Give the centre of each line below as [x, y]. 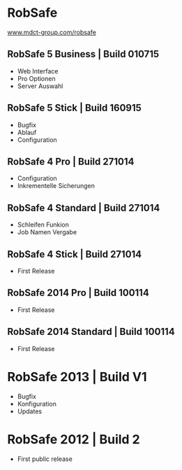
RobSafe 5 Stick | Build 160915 [74, 108]
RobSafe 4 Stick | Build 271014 [75, 254]
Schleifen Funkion [43, 225]
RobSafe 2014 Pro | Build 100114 [78, 293]
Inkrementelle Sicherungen [56, 186]
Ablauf [27, 132]
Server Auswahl [40, 86]
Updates [30, 411]
